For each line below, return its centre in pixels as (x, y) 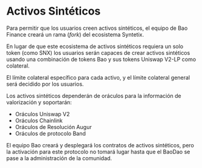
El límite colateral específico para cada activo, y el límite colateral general (98, 77)
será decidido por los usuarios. (45, 84)
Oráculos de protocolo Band (50, 133)
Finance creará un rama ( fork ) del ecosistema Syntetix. (75, 34)
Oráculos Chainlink (39, 121)
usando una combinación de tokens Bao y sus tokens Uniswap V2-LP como (101, 59)
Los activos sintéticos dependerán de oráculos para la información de (94, 96)
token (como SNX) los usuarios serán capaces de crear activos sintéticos (98, 52)
